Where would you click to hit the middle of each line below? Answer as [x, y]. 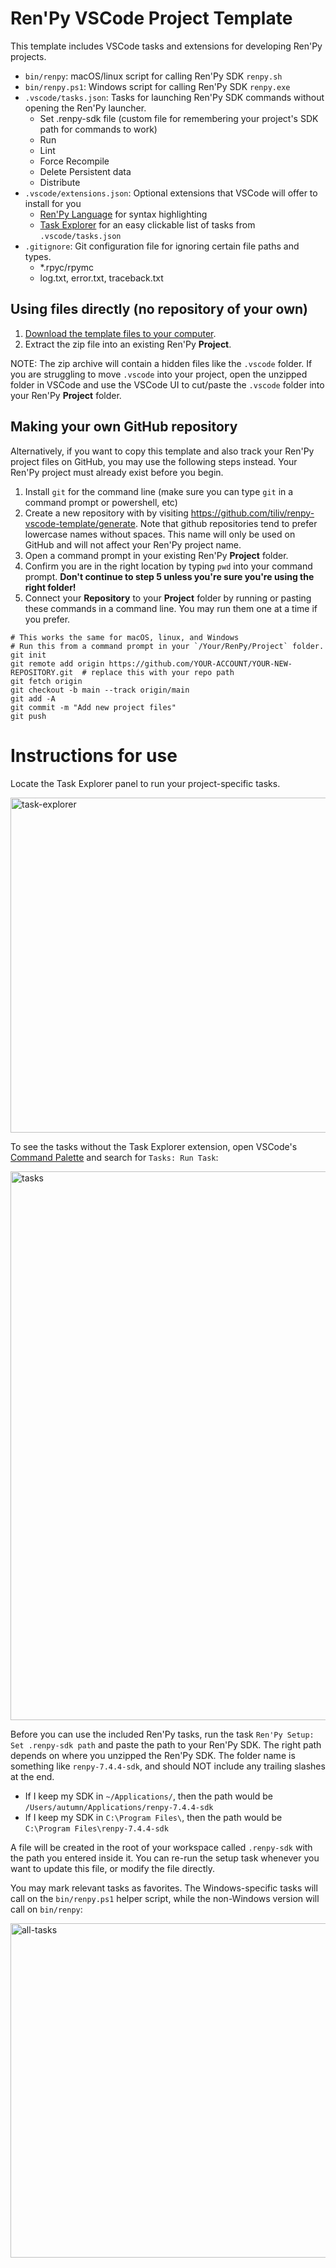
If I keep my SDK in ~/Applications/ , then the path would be [148, 1796]
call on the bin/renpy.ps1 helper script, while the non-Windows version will [165, 1898]
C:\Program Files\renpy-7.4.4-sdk [96, 1828]
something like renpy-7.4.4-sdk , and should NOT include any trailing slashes [168, 1766]
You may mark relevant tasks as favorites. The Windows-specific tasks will [164, 1888]
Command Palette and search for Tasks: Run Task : [114, 1157]
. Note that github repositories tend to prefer [226, 523]
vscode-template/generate [80, 523]
